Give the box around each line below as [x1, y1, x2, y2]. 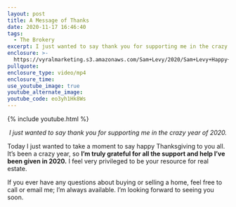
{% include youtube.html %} [7, 115, 89, 123]
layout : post [7, 10, 46, 18]
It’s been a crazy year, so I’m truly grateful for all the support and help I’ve [7, 149, 225, 158]
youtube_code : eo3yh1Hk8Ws [7, 96, 86, 103]
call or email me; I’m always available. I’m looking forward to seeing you [7, 186, 214, 194]
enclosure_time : [7, 75, 55, 83]
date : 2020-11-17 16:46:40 [7, 23, 86, 30]
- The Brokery [13, 37, 55, 44]
